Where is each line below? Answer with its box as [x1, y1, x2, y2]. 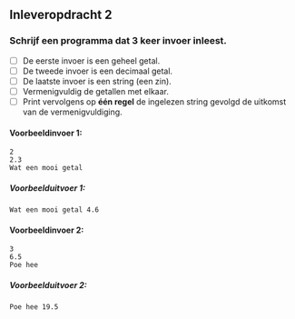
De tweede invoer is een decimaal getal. [22, 65, 173, 76]
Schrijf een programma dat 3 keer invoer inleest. [9, 35, 227, 47]
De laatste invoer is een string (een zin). [22, 75, 172, 86]
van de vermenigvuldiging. [22, 106, 123, 117]
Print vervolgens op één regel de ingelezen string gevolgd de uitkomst [22, 95, 287, 107]
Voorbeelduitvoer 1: [9, 182, 86, 194]
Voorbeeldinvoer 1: [9, 127, 83, 138]
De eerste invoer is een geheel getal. [22, 55, 161, 66]
